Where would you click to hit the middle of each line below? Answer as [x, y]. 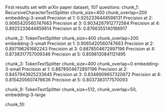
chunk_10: [15, 104]
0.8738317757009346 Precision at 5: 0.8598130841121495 [65, 54]
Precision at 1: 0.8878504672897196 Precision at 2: [75, 69]
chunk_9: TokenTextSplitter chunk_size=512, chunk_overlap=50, [71, 89]
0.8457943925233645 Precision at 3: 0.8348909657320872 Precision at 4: [83, 74]
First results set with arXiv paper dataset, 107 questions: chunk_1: [72, 7]
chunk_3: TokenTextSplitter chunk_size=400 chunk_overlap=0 [69, 64]
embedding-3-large [25, 95]
